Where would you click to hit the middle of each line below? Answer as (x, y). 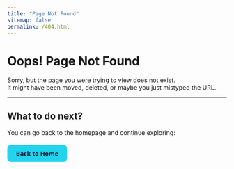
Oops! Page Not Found (73, 61)
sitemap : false (29, 20)
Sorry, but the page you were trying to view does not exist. (91, 80)
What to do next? (45, 116)
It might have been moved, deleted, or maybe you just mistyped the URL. (112, 88)
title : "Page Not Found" (43, 14)
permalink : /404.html (39, 26)
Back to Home (38, 154)
